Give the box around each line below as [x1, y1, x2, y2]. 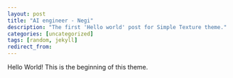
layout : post [7, 10, 46, 18]
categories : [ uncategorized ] [7, 30, 94, 38]
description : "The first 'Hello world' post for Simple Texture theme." [7, 23, 227, 30]
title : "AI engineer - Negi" [7, 17, 94, 24]
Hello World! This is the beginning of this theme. [7, 63, 148, 71]
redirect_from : [7, 43, 53, 50]
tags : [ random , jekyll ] [7, 37, 78, 44]
